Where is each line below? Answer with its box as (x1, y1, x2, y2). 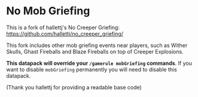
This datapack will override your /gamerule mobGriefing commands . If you (6, 60, 193, 67)
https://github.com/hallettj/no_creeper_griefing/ (6, 30, 124, 37)
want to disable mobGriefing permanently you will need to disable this (6, 65, 178, 73)
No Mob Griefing (6, 4, 90, 18)
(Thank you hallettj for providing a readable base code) (6, 83, 142, 90)
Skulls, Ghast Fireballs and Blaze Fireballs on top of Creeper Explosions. (6, 48, 184, 55)
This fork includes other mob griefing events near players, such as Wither (6, 42, 188, 49)
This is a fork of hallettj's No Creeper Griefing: (6, 24, 120, 31)
